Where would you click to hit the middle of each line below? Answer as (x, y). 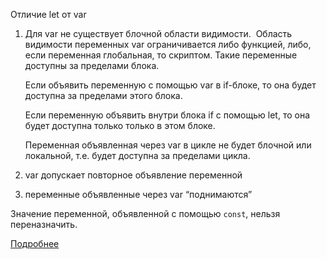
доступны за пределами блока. (92, 65)
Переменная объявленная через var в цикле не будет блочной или (168, 145)
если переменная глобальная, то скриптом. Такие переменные (161, 55)
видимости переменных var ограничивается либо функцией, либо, (168, 44)
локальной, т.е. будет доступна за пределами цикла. (137, 155)
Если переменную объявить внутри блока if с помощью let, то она (167, 115)
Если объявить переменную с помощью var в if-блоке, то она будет (170, 85)
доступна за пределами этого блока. (103, 95)
